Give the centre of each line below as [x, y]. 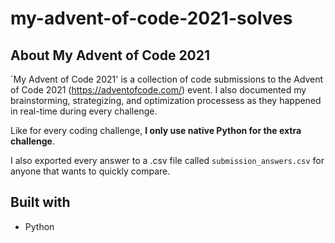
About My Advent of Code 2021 [110, 55]
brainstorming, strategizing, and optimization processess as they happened [166, 100]
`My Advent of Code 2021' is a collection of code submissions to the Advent [167, 79]
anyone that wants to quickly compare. [90, 171]
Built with [40, 202]
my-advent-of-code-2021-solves [151, 18]
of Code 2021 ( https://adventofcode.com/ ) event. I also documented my [158, 90]
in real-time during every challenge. [84, 111]
